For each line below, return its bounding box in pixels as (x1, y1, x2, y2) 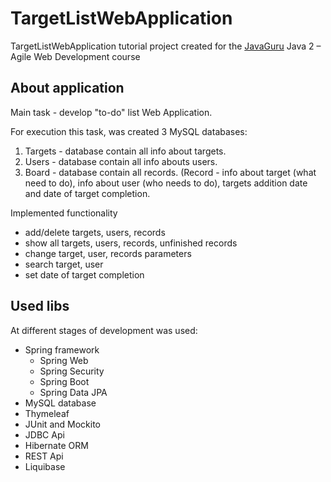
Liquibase (24, 460, 66, 472)
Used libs (10, 298, 70, 315)
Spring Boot (39, 375, 90, 387)
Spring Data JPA (39, 386, 108, 398)
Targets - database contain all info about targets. (24, 145, 227, 157)
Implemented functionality (10, 207, 118, 219)
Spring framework (24, 343, 100, 356)
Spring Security (39, 365, 105, 377)
